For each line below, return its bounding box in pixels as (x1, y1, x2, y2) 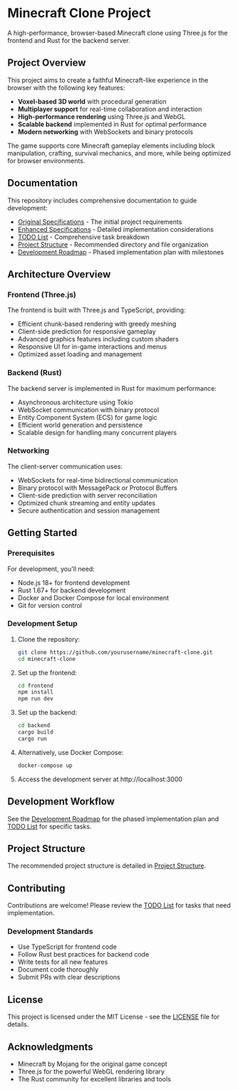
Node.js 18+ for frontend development (17, 578, 130, 587)
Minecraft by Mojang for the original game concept (17, 1060, 167, 1069)
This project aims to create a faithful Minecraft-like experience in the (7, 76, 209, 84)
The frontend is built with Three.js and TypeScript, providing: (7, 306, 186, 314)
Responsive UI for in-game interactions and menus (17, 342, 167, 351)
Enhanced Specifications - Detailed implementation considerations (17, 225, 214, 233)
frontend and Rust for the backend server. (7, 36, 130, 44)
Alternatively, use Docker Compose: (17, 748, 124, 756)
